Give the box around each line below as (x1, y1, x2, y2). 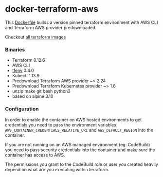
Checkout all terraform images (5, 34, 66, 40)
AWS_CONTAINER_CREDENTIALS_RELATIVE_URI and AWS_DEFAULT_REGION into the (5, 127, 153, 133)
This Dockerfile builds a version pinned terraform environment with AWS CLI (5, 19, 158, 25)
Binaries (5, 46, 25, 53)
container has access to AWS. (5, 152, 65, 158)
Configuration (5, 106, 39, 112)
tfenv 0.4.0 (12, 68, 34, 73)
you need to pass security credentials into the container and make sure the (5, 147, 156, 153)
